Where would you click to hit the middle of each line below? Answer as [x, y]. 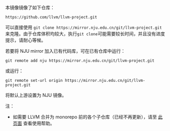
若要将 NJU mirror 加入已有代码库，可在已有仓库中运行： [65, 51]
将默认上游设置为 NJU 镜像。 [36, 95]
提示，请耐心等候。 [26, 40]
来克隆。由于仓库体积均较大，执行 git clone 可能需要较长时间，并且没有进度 [85, 34]
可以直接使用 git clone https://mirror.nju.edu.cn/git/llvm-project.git [84, 27]
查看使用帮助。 [39, 123]
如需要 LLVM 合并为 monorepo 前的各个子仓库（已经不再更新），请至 [85, 117]
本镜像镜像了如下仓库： [30, 7]
